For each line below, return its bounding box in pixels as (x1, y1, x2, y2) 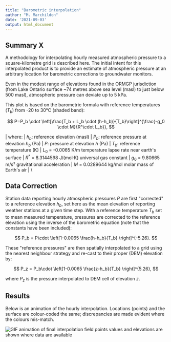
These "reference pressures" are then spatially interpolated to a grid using (5, 245, 162, 251)
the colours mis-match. (5, 316, 55, 322)
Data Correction (5, 182, 57, 191)
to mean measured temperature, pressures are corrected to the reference (5, 214, 161, 220)
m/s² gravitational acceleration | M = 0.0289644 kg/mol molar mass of (5, 161, 154, 167)
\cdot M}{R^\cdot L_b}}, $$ (57, 124, 115, 130)
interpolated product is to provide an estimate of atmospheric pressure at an (5, 65, 166, 72)
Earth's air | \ (5, 166, 33, 173)
